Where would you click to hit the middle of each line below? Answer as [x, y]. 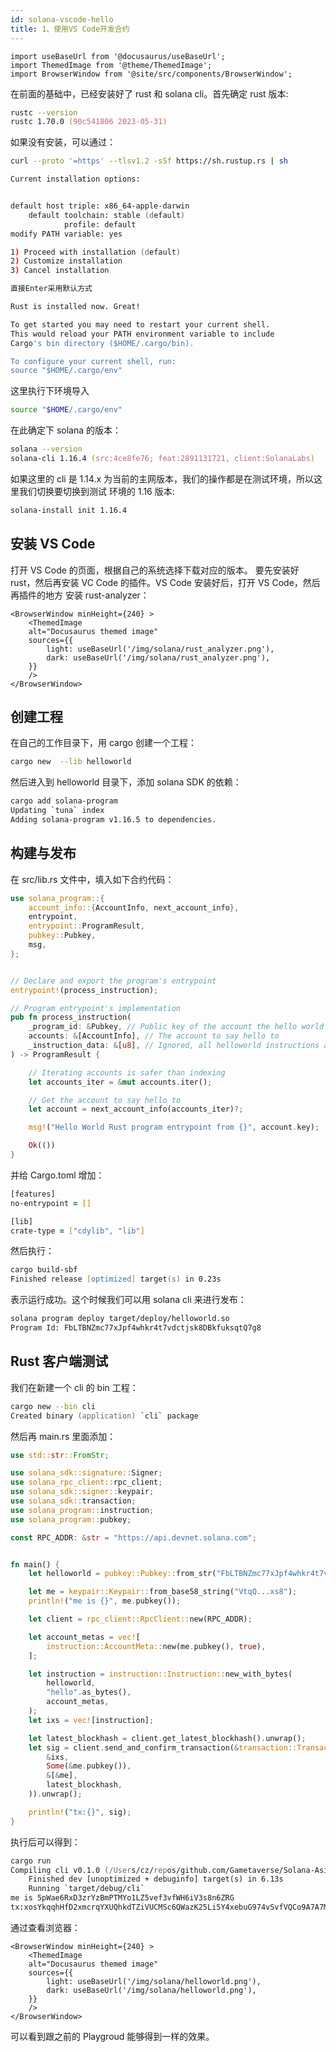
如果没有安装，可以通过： [63, 142]
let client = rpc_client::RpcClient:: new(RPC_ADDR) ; [140, 1619]
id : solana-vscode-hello [62, 19]
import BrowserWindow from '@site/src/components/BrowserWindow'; [151, 74]
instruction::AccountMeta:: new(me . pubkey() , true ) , [156, 1646]
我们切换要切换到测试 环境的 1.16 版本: [96, 491]
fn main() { [35, 1564]
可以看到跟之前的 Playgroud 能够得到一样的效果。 [112, 2036]
